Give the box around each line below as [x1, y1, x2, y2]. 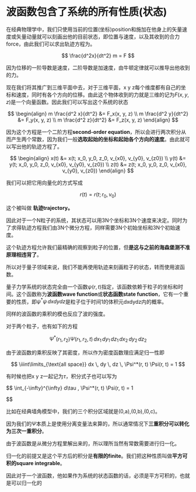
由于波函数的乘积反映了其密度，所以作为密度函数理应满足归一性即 [6, 349, 164, 356]
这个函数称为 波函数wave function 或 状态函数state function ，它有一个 [16, 290, 184, 297]
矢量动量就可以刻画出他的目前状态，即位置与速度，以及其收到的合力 [16, 33, 180, 40]
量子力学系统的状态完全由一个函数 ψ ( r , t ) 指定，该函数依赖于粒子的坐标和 [6, 283, 178, 290]
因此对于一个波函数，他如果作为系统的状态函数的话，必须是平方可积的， [6, 472, 180, 479]
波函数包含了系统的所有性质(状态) [6, 5, 167, 19]
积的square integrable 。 [6, 459, 65, 466]
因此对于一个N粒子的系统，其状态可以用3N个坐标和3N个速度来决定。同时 [6, 217, 183, 224]
